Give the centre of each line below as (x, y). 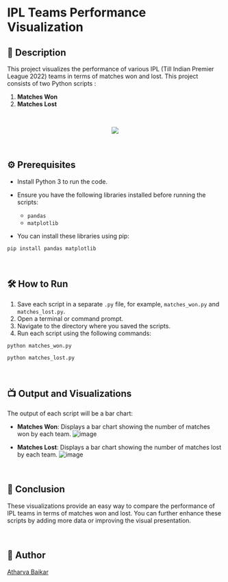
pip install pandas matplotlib (52, 248)
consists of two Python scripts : (52, 83)
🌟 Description (37, 52)
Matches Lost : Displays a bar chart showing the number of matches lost (119, 448)
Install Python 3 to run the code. (62, 181)
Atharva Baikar (28, 572)
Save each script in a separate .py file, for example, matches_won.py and (118, 304)
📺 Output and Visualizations (69, 393)
